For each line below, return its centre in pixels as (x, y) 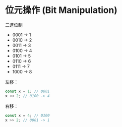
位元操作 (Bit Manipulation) (61, 10)
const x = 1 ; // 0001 (28, 91)
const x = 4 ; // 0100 (28, 115)
